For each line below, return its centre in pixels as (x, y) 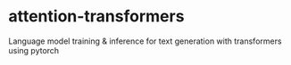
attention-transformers (96, 16)
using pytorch (34, 50)
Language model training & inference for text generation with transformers (145, 41)
